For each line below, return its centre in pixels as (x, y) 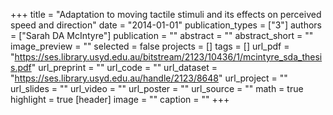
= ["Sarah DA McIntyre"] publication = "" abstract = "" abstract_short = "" (162, 35)
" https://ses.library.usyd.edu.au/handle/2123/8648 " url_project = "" (149, 78)
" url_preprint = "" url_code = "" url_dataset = (124, 67)
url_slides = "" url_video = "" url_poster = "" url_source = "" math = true (157, 88)
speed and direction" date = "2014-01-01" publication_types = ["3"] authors (166, 25)
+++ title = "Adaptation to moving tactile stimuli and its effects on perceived (166, 14)
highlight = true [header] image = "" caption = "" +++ (120, 99)
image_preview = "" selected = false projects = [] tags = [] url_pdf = (150, 46)
